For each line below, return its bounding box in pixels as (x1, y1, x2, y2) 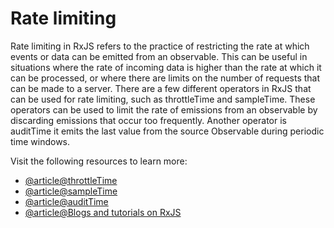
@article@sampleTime (24, 185, 118, 197)
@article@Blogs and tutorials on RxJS (24, 206, 182, 218)
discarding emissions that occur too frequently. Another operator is (10, 114, 287, 126)
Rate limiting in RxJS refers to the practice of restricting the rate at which (10, 40, 310, 52)
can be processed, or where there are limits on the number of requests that (10, 72, 321, 84)
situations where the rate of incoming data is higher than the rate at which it (10, 61, 322, 73)
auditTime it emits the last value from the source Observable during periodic (10, 125, 325, 137)
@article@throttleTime (24, 174, 118, 186)
